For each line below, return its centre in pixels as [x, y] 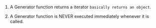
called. [17, 21]
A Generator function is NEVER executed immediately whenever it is [79, 16]
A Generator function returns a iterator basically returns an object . [80, 7]
